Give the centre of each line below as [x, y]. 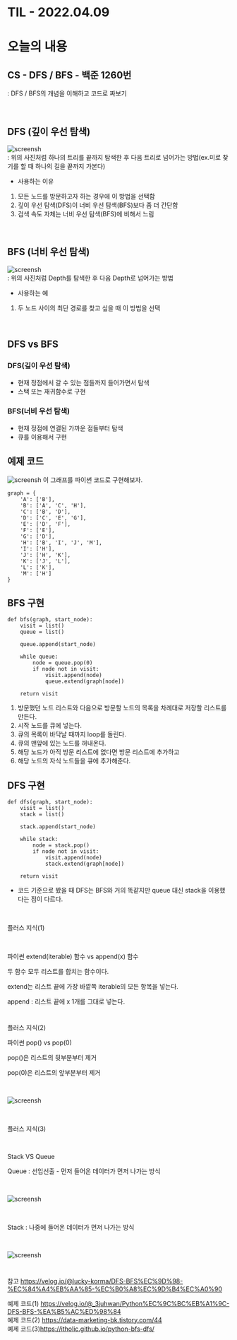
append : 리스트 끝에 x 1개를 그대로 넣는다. [66, 1001]
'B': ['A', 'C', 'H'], [53, 505]
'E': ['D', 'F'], [45, 524]
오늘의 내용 [37, 47]
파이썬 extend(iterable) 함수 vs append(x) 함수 [73, 957]
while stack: [39, 839]
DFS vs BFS [33, 345]
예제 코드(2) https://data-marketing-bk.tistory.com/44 [85, 1320]
